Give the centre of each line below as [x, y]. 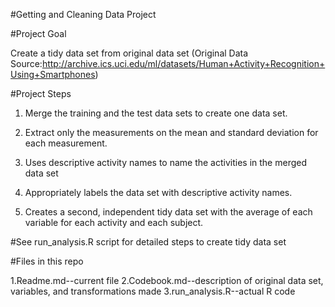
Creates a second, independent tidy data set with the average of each [168, 212]
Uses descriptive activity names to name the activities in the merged [166, 162]
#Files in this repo [47, 261]
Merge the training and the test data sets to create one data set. [156, 113]
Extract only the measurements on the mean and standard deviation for [171, 132]
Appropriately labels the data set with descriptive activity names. [158, 192]
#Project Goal [38, 33]
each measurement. [66, 143]
